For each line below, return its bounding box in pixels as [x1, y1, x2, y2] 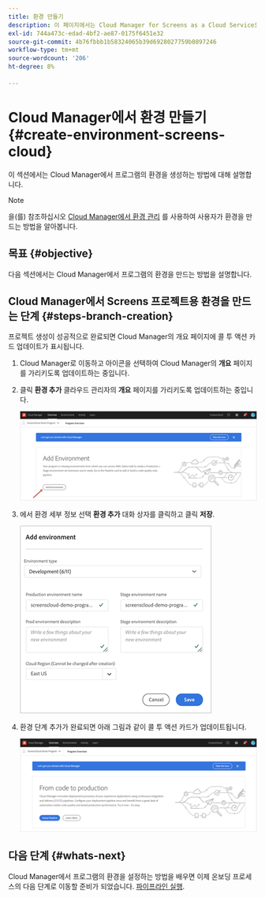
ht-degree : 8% [8, 63, 55, 71]
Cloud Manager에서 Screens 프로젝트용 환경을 [8, 295, 230, 308]
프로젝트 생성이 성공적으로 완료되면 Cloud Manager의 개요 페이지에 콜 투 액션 [8, 332, 248, 341]
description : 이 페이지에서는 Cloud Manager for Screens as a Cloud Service [8, 21, 255, 29]
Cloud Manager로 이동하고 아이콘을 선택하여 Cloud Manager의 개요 [19, 359, 232, 368]
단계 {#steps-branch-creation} [20, 309, 174, 323]
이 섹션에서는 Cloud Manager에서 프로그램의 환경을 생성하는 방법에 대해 [8, 170, 231, 179]
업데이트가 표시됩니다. [16, 342, 84, 351]
